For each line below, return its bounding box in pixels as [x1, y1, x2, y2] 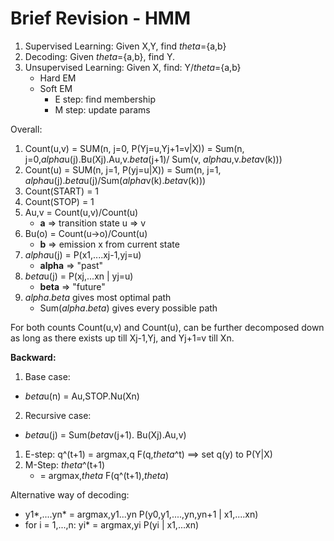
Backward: [10, 351, 57, 363]
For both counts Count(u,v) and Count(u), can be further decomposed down [10, 321, 325, 333]
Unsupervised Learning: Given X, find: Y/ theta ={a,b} [24, 61, 242, 73]
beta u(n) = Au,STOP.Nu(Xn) [24, 390, 140, 402]
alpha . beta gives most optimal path [24, 291, 172, 303]
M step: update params [54, 103, 151, 116]
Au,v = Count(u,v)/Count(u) [24, 206, 139, 218]
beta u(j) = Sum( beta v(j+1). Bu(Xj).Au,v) [24, 428, 187, 441]
